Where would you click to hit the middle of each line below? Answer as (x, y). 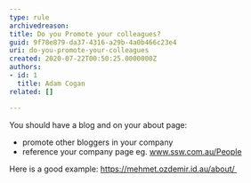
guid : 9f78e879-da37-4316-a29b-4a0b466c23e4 (93, 42)
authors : (25, 68)
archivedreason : (39, 26)
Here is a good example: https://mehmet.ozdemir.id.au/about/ (122, 169)
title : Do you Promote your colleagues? (85, 34)
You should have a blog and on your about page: (98, 124)
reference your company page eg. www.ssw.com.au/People (132, 151)
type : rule (29, 17)
